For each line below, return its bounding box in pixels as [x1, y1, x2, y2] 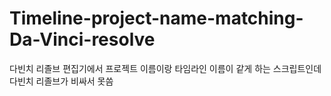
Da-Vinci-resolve [9, 28, 156, 51]
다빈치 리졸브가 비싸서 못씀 [9, 75, 114, 87]
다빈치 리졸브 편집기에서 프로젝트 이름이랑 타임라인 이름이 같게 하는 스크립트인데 [9, 62, 322, 74]
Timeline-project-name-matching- [9, 7, 304, 30]
